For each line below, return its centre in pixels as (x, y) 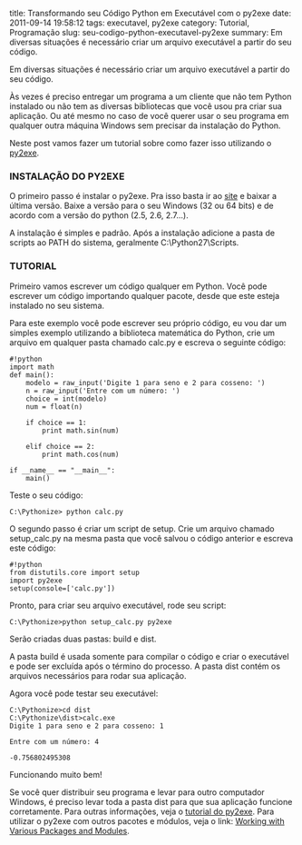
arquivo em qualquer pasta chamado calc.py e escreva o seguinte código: (148, 342)
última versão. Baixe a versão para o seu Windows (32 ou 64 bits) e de (141, 206)
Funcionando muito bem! (56, 774)
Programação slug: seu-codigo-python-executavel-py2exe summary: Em (146, 32)
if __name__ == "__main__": (63, 470)
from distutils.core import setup (75, 572)
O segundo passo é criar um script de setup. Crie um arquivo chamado (142, 528)
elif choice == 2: (60, 446)
